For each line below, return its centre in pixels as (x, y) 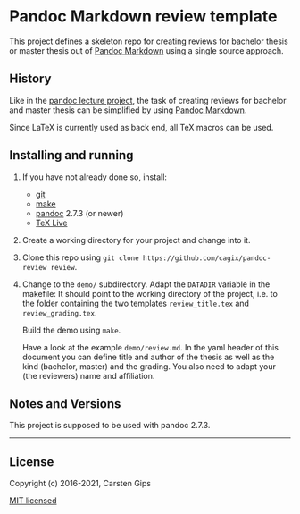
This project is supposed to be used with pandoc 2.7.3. (110, 426)
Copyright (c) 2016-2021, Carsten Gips (80, 484)
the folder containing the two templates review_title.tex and (136, 303)
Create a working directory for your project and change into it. (136, 240)
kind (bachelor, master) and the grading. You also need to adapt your (149, 366)
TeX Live (51, 223)
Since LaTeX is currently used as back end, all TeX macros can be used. (142, 127)
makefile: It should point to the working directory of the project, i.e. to (150, 293)
